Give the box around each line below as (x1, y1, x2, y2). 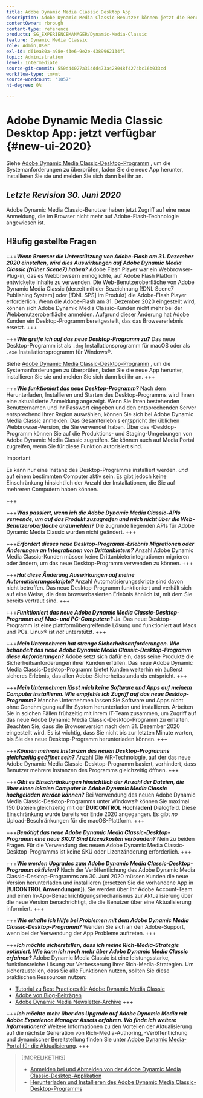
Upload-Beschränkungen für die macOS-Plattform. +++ (6, 817, 145, 824)
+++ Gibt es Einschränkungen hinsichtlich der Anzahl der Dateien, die (6, 778, 184, 786)
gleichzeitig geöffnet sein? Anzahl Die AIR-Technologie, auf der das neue (6, 753, 192, 761)
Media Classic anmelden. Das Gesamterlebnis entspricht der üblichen (6, 417, 180, 424)
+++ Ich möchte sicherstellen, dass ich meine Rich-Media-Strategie (6, 941, 179, 948)
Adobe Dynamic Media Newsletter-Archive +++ (14, 998, 134, 1005)
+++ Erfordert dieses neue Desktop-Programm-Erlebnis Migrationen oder (6, 540, 195, 547)
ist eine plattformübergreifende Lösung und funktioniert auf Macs (33, 621, 197, 628)
